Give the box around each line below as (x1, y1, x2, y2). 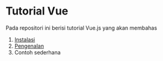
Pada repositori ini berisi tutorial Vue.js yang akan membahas (5, 24, 158, 31)
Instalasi (14, 36, 35, 43)
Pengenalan (14, 42, 45, 50)
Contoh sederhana (14, 48, 61, 56)
